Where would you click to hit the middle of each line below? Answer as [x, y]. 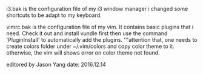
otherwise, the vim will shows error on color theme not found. [83, 53]
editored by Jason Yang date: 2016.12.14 [56, 64]
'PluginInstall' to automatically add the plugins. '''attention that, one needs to [102, 40]
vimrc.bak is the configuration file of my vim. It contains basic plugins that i [100, 27]
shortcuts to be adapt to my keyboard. [54, 15]
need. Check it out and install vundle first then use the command [87, 33]
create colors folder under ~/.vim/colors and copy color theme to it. [90, 46]
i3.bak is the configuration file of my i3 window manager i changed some [97, 9]
